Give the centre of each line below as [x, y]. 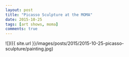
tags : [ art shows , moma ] [32, 24]
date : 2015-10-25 [24, 19]
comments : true [21, 29]
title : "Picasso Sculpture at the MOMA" [49, 15]
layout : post [19, 10]
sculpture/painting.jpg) [29, 49]
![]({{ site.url [18, 43]
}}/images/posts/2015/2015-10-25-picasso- [78, 43]
